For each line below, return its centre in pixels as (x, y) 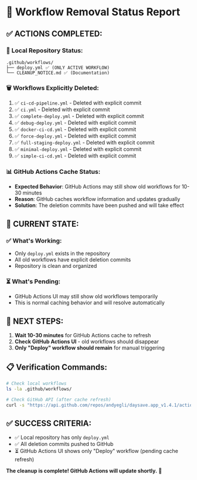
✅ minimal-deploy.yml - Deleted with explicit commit (78, 149)
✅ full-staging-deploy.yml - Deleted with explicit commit (84, 143)
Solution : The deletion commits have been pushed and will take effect (99, 206)
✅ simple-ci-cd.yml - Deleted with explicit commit (75, 156)
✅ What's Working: (34, 240)
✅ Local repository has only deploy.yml (62, 438)
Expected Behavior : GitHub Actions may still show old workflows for (97, 187)
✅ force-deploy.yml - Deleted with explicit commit (75, 136)
